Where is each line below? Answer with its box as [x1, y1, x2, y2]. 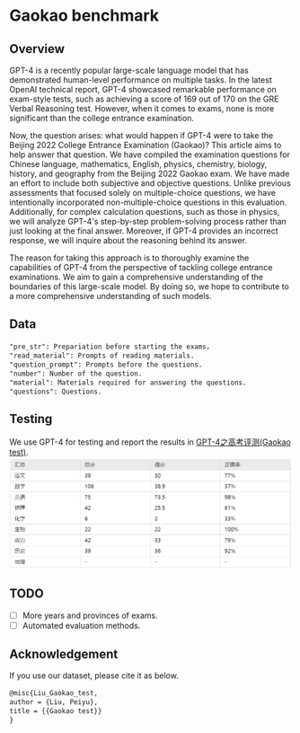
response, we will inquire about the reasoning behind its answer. [9, 235, 247, 245]
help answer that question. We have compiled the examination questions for [9, 149, 290, 160]
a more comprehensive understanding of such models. [9, 291, 213, 301]
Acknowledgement [9, 647, 119, 662]
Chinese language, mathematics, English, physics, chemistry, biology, [9, 159, 268, 169]
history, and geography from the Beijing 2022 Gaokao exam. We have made [9, 168, 290, 179]
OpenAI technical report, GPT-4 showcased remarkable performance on [9, 84, 277, 94]
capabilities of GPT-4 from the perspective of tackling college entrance [9, 262, 273, 272]
